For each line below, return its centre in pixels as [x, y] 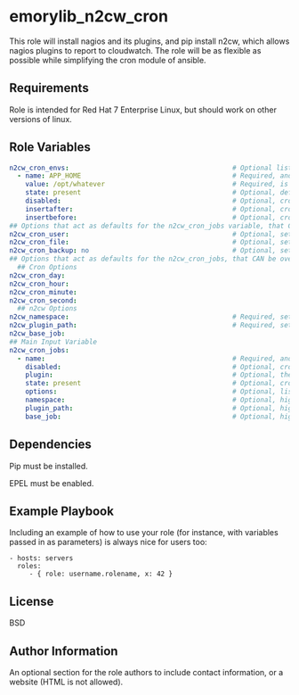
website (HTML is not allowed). [66, 682]
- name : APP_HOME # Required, [147, 176]
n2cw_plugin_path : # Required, [143, 326]
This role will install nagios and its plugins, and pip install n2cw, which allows [149, 41]
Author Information [64, 651]
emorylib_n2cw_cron [89, 17]
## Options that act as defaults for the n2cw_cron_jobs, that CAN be [143, 259]
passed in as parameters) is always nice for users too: [108, 542]
